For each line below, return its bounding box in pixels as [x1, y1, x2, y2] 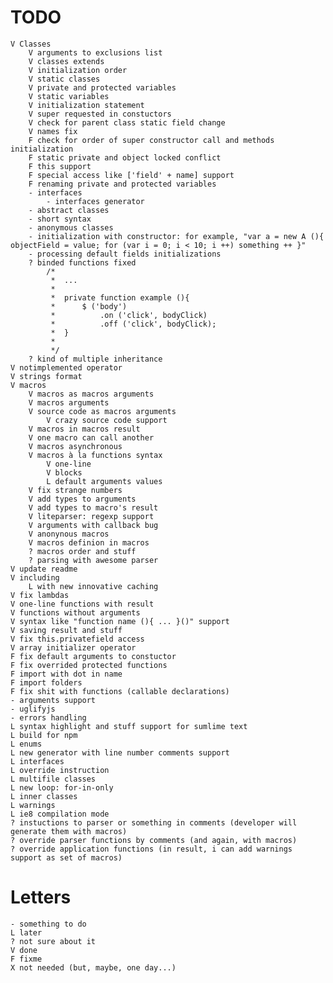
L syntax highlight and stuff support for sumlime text [10, 721, 248, 731]
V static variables [28, 91, 110, 101]
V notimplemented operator [10, 362, 123, 373]
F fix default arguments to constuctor [10, 651, 177, 661]
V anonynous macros [28, 529, 110, 539]
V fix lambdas [10, 590, 70, 600]
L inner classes [10, 791, 78, 801]
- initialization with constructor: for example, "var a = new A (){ [28, 231, 325, 241]
